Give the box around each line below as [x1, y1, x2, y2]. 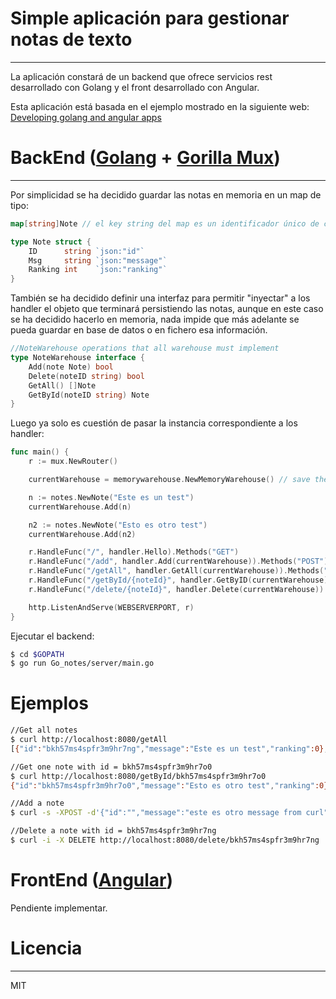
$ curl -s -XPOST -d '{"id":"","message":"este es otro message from [10, 808, 302, 818]
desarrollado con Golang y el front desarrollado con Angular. [10, 81, 260, 93]
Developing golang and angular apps [10, 111, 162, 123]
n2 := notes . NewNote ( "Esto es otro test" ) [28, 520, 208, 530]
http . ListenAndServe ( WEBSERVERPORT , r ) [28, 602, 195, 612]
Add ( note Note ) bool [28, 362, 114, 372]
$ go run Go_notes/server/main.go [10, 658, 155, 669]
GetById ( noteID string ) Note [28, 390, 150, 400]
